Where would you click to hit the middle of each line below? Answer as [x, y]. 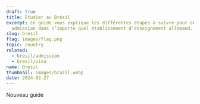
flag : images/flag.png [34, 39]
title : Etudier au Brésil [38, 17]
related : [17, 51]
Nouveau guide [25, 95]
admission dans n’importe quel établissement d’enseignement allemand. [102, 28]
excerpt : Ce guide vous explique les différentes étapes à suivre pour [97, 23]
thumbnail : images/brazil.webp [45, 73]
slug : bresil [22, 34]
